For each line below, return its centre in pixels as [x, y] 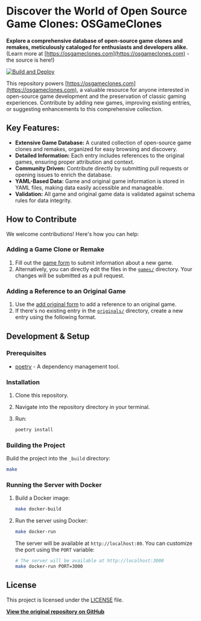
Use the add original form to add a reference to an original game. [96, 304]
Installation [23, 382]
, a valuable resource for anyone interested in [133, 89]
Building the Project [36, 445]
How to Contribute [42, 220]
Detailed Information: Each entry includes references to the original [100, 155]
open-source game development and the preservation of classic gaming [96, 96]
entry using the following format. [56, 317]
